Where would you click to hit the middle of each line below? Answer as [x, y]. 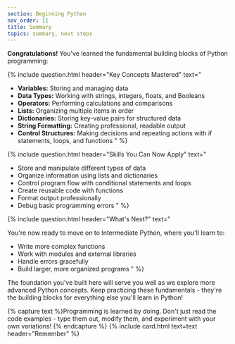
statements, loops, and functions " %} [72, 141]
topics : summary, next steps [50, 33]
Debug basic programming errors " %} [74, 206]
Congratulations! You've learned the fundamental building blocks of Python [118, 54]
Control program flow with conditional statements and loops [104, 183]
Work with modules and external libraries [77, 254]
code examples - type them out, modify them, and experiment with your [112, 319]
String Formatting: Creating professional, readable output [102, 126]
